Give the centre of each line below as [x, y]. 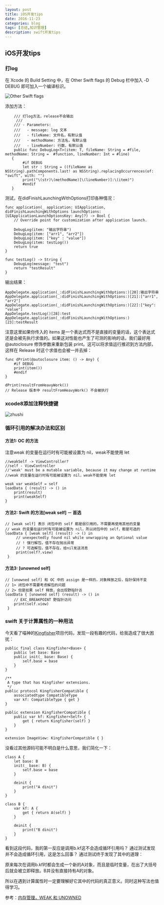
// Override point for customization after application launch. [81, 220]
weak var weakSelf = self [31, 484]
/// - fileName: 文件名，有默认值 [48, 135]
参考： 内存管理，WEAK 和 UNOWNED [43, 897]
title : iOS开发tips [24, 14]
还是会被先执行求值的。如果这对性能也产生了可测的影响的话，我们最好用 [78, 338]
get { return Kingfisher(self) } [57, 721]
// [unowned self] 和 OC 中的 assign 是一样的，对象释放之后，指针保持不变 [76, 580]
